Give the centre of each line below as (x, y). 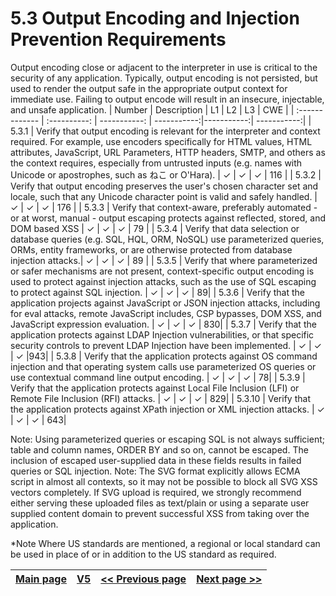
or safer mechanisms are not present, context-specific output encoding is (162, 271)
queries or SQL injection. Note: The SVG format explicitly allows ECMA (155, 471)
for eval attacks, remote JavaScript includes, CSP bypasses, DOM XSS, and (166, 313)
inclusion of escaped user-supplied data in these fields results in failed (156, 460)
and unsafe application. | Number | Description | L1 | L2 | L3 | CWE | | (152, 109)
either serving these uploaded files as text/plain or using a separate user (160, 503)
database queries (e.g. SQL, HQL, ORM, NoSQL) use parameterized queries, (167, 239)
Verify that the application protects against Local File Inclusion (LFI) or (155, 388)
